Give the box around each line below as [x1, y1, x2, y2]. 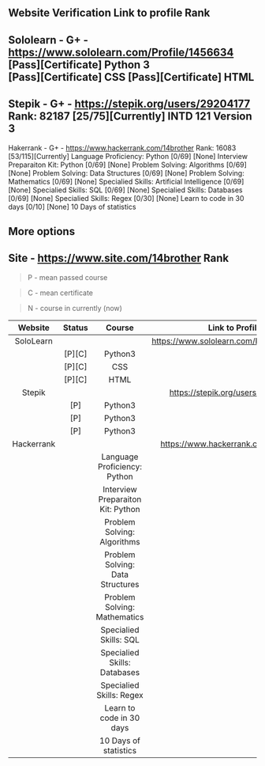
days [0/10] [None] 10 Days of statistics [8, 202, 136, 211]
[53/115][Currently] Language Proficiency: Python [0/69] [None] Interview [8, 151, 248, 161]
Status [62, 322, 88, 333]
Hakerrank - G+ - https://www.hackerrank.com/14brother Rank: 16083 [8, 142, 237, 153]
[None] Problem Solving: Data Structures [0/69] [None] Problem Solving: [8, 168, 244, 177]
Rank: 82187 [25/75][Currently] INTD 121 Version [8, 110, 252, 123]
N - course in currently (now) [27, 303, 122, 313]
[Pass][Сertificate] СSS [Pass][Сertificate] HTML [8, 70, 255, 84]
